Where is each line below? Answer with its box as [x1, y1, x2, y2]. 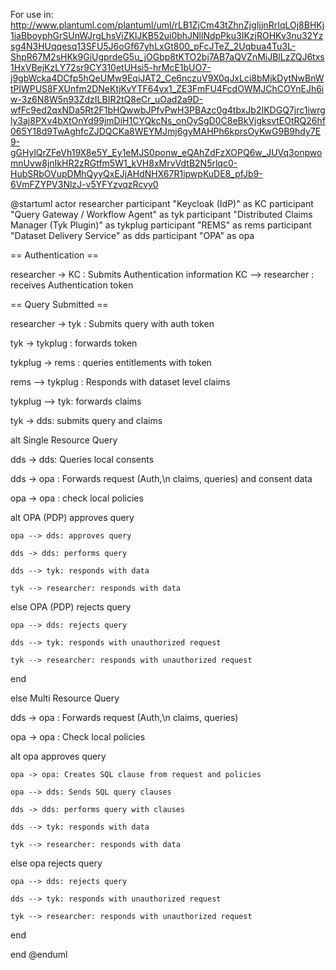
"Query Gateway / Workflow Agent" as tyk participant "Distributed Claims [10, 209, 313, 220]
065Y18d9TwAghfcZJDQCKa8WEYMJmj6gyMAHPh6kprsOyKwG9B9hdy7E [10, 125, 322, 137]
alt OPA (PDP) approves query [10, 512, 135, 523]
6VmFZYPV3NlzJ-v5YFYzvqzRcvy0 [10, 179, 159, 190]
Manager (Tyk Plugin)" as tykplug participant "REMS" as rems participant [10, 219, 312, 231]
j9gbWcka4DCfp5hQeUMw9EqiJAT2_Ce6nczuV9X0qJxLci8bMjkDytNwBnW [10, 72, 325, 84]
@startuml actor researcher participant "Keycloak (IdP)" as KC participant [10, 198, 314, 209]
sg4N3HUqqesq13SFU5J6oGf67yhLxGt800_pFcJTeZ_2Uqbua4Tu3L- [10, 40, 297, 52]
